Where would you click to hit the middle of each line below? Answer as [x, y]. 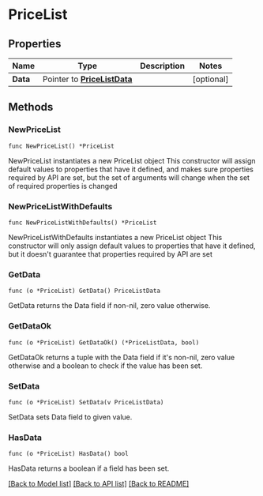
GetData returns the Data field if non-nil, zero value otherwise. [109, 306]
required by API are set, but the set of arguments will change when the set [129, 177]
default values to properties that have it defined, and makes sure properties [131, 169]
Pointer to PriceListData [87, 79]
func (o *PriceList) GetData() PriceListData [84, 291]
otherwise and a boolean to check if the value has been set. [105, 366]
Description [162, 66]
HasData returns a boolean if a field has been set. [89, 468]
